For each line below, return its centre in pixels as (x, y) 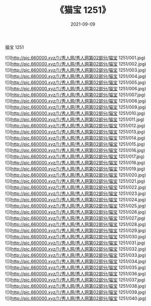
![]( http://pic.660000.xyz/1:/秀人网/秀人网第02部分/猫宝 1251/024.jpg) (76, 199)
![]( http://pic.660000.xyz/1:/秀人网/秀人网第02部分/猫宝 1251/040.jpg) (76, 298)
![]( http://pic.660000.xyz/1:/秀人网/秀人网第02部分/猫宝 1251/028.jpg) (76, 224)
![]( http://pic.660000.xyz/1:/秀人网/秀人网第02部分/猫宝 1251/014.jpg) (75, 138)
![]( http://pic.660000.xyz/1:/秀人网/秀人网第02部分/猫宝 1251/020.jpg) (76, 175)
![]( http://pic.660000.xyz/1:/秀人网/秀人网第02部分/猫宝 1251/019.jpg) (75, 169)
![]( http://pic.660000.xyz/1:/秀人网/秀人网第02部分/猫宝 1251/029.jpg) (76, 230)
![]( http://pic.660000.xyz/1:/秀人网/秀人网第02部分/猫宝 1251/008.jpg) (76, 101)
